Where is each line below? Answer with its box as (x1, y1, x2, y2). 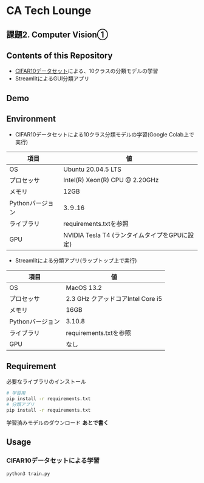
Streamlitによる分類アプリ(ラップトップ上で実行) (15, 256, 137, 264)
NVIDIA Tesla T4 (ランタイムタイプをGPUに (63, 231, 188, 239)
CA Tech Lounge (6, 4, 92, 18)
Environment (6, 114, 56, 124)
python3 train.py (6, 470, 50, 477)
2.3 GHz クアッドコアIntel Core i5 (66, 294, 163, 303)
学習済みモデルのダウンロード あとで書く (6, 418, 109, 426)
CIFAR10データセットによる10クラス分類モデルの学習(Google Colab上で (15, 130, 194, 138)
